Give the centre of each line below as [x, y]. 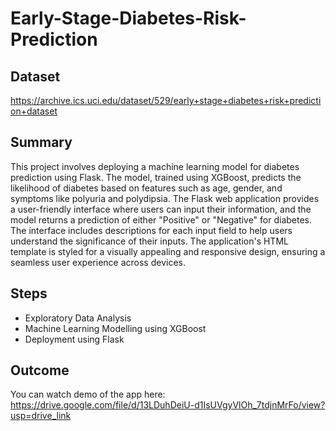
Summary [41, 142]
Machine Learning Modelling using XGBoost [115, 328]
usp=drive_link [41, 416]
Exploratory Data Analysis [78, 318]
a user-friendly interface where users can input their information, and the [161, 209]
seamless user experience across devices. [98, 262]
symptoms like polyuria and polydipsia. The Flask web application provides [165, 198]
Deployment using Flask [74, 339]
